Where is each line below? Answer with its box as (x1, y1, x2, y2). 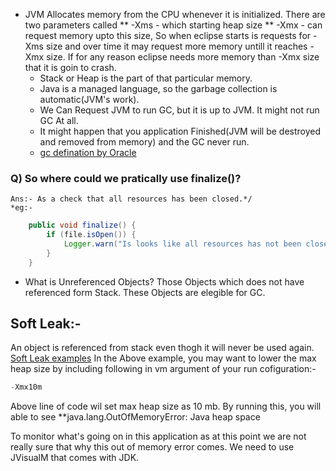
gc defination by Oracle (39, 147, 137, 158)
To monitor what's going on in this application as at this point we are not (10, 430, 307, 443)
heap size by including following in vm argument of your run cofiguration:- (10, 363, 317, 375)
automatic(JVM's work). (39, 94, 140, 105)
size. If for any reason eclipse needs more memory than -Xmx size (46, 51, 320, 63)
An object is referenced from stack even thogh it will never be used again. (10, 342, 315, 354)
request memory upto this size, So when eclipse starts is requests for (24, 30, 312, 41)
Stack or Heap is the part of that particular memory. (39, 72, 253, 84)
